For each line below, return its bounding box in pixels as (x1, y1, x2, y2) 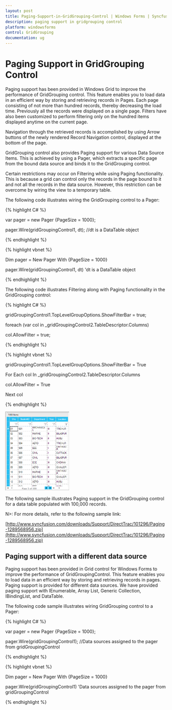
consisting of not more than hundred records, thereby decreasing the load (5, 102, 162, 108)
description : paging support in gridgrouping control (5, 19, 123, 24)
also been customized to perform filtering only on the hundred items (5, 113, 149, 119)
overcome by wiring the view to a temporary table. (5, 186, 112, 193)
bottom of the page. (5, 139, 48, 146)
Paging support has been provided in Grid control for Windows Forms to (5, 566, 158, 572)
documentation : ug (5, 35, 45, 41)
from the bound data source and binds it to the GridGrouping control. (5, 160, 151, 166)
